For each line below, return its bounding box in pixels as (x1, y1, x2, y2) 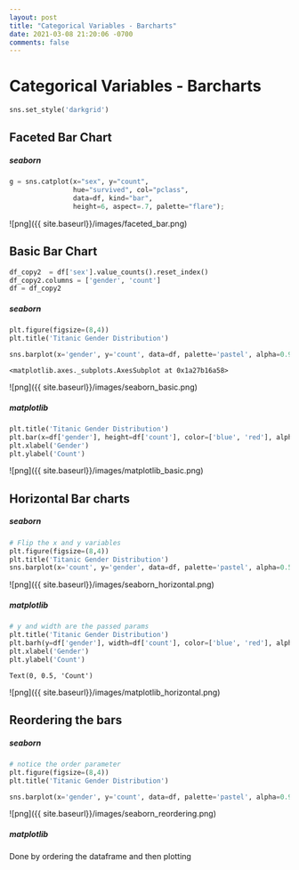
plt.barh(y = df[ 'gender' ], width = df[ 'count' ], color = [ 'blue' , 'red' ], (9, 639, 273, 648)
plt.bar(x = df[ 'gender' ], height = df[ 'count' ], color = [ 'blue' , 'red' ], (9, 432, 273, 441)
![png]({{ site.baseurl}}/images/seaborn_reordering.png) (9, 809, 216, 819)
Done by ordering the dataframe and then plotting (9, 851, 191, 862)
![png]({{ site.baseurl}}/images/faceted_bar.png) (9, 218, 188, 229)
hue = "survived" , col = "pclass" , (72, 186, 190, 195)
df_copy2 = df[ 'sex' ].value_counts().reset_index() (9, 268, 209, 277)
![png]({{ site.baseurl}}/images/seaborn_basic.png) (9, 382, 198, 392)
